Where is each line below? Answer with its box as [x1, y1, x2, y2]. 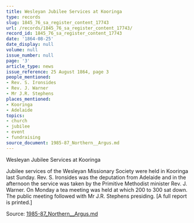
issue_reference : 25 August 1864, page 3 [6, 69, 109, 75]
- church [6, 118, 28, 124]
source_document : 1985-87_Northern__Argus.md [6, 139, 119, 146]
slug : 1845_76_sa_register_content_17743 [6, 19, 109, 25]
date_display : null [6, 42, 54, 48]
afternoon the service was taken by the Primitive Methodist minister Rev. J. [6, 180, 188, 187]
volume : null [6, 47, 38, 53]
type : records [6, 14, 41, 20]
